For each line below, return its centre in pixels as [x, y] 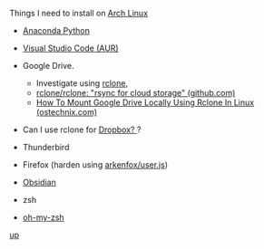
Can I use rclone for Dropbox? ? [82, 129]
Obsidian [39, 182]
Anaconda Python [56, 30]
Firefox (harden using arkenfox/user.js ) [95, 165]
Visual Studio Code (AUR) [71, 48]
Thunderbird [46, 147]
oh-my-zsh [44, 217]
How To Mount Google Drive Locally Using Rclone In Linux [145, 102]
